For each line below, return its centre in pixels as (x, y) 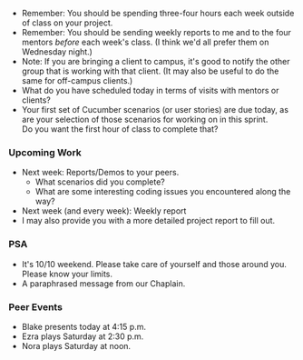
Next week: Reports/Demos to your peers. (100, 173)
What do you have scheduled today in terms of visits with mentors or (150, 90)
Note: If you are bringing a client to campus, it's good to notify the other (156, 61)
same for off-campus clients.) (77, 80)
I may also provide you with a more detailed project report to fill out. (148, 221)
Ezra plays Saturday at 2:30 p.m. (83, 336)
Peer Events (35, 306)
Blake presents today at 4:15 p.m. (84, 326)
